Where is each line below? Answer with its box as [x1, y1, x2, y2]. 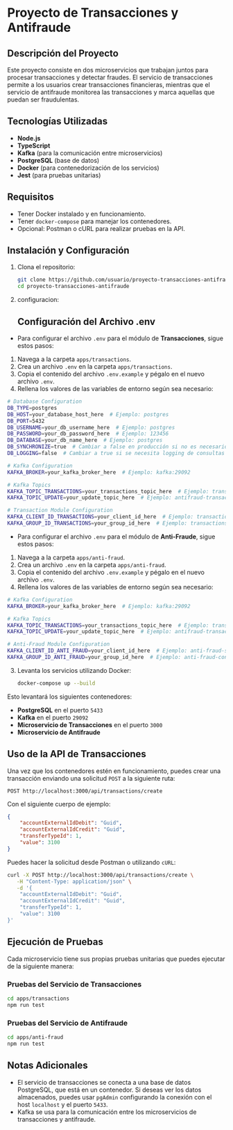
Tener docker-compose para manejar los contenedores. [17, 217, 172, 225]
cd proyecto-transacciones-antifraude [17, 283, 130, 290]
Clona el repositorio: [17, 263, 76, 271]
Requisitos [7, 191, 54, 203]
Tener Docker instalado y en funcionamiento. [17, 209, 146, 218]
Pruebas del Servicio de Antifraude [7, 1018, 128, 1028]
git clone [17, 276, 46, 283]
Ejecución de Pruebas [7, 936, 104, 948]
